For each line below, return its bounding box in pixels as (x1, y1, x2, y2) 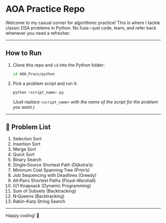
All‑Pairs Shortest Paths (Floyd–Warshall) (12, 178, 96, 184)
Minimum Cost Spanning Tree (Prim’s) (12, 167, 90, 173)
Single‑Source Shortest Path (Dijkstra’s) (12, 162, 93, 168)
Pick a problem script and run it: (12, 80, 78, 86)
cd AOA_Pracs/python (12, 71, 55, 77)
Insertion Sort (12, 141, 41, 147)
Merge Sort (12, 146, 36, 152)
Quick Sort (12, 151, 35, 158)
